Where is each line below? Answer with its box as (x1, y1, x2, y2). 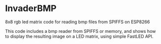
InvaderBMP (5, 3, 57, 14)
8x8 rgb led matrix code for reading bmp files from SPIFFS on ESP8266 (5, 19, 150, 25)
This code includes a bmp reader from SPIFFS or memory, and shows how (5, 28, 156, 34)
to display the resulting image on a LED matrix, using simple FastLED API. (5, 33, 154, 39)
